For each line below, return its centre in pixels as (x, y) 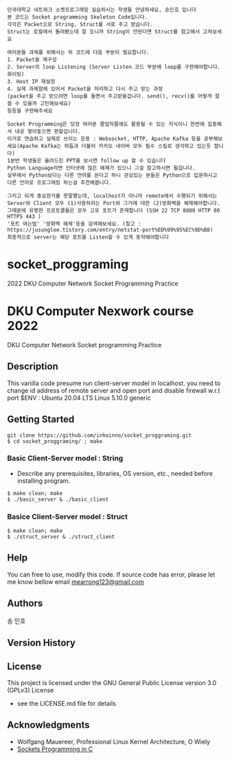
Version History (41, 643)
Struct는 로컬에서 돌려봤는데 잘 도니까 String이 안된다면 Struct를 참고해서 (104, 32)
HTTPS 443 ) (24, 217)
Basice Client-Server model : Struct (68, 517)
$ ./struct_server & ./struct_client (61, 537)
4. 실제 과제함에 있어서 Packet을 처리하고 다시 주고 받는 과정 (85, 89)
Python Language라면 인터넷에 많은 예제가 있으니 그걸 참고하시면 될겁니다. (101, 168)
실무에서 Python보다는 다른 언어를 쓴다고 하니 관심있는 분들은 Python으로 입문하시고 (112, 175)
